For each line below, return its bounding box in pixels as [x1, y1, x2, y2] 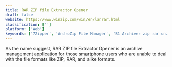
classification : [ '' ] [5, 21, 52, 27]
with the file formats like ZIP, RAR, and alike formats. [5, 56, 116, 62]
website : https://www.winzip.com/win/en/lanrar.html [5, 17, 120, 22]
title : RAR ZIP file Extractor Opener [5, 7, 88, 13]
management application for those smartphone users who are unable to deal [5, 51, 167, 57]
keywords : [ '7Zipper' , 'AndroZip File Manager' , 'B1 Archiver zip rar [5, 31, 159, 36]
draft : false [5, 12, 33, 17]
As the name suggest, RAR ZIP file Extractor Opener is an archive [5, 46, 143, 51]
